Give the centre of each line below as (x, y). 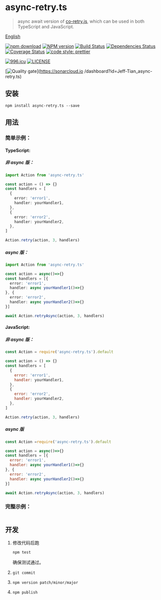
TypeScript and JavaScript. (46, 26)
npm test (22, 553)
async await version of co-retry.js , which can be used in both (81, 21)
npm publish (25, 592)
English (13, 36)
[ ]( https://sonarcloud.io (44, 71)
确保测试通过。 (28, 563)
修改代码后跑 (26, 543)
